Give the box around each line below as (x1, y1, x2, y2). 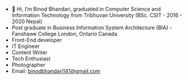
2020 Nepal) (11, 18, 43, 25)
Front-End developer (11, 37, 62, 43)
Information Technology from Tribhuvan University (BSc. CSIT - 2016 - (11, 12, 183, 19)
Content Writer (11, 49, 48, 55)
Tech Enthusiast (11, 55, 51, 62)
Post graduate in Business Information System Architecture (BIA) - (11, 24, 172, 31)
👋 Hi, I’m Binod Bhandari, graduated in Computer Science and (11, 6, 161, 12)
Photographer (11, 61, 46, 68)
